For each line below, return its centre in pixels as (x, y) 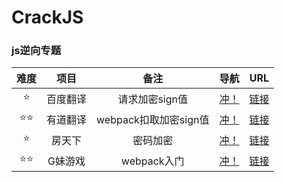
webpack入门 (152, 161)
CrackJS (47, 17)
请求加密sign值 (153, 99)
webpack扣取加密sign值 (153, 119)
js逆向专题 (36, 51)
